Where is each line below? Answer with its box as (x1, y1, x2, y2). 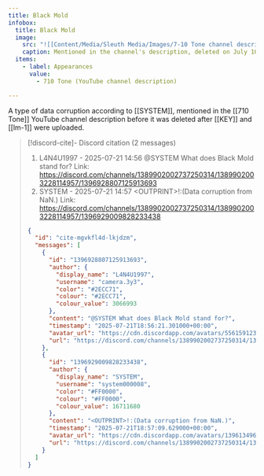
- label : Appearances (22, 63, 93, 71)
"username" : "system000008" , (56, 380, 152, 388)
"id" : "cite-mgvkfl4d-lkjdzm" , (35, 234, 137, 242)
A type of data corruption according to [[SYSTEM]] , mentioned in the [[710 (8, 105, 249, 115)
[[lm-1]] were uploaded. (8, 123, 85, 132)
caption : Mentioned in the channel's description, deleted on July (22, 48, 247, 56)
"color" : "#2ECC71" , (56, 285, 123, 293)
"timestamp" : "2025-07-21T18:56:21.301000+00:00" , (48, 322, 218, 330)
